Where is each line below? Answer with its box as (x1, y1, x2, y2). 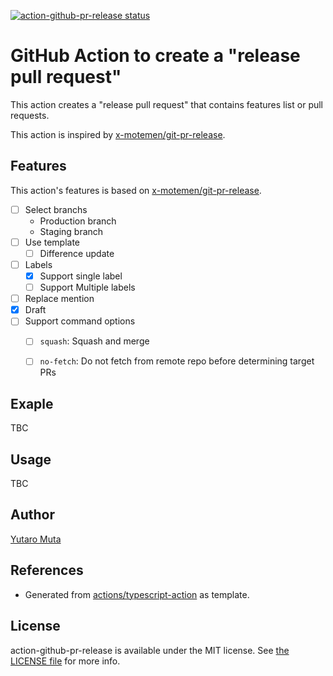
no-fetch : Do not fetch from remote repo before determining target (39, 355, 315, 367)
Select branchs (24, 203, 88, 215)
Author (10, 506, 55, 524)
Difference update (39, 247, 115, 259)
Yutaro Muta (10, 533, 62, 545)
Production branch (39, 215, 117, 227)
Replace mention (24, 293, 95, 305)
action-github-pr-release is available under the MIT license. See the (10, 644, 290, 656)
